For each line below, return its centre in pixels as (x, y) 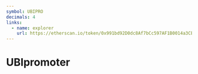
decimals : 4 (21, 17)
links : (14, 22)
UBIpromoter (38, 63)
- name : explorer (33, 28)
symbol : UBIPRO (25, 11)
